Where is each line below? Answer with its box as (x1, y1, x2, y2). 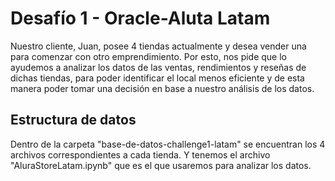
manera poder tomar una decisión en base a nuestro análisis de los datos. (10, 82, 315, 94)
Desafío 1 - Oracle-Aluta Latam (10, 7, 271, 30)
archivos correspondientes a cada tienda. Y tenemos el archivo (10, 148, 271, 161)
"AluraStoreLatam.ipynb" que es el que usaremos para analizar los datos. (10, 159, 312, 171)
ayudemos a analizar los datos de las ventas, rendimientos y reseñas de (10, 61, 307, 73)
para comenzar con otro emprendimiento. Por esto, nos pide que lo (10, 50, 287, 62)
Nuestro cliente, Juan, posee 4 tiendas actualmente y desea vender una (10, 40, 307, 52)
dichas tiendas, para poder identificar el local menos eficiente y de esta (10, 72, 305, 84)
